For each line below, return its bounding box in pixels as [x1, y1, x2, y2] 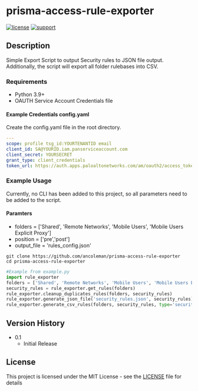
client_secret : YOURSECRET [6, 152, 72, 158]
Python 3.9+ [14, 91, 45, 98]
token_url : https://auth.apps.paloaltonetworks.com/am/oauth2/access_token [6, 162, 196, 169]
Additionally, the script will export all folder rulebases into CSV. [6, 63, 159, 70]
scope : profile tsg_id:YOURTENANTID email [6, 141, 112, 147]
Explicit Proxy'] [14, 229, 51, 236]
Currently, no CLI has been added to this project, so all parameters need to [6, 190, 187, 197]
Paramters [6, 210, 32, 217]
